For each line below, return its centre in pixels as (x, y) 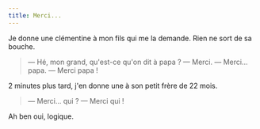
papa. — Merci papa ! (63, 70)
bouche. (22, 46)
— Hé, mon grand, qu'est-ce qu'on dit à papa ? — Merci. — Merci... (138, 62)
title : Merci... (35, 15)
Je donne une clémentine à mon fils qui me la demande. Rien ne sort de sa (130, 38)
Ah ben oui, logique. (41, 116)
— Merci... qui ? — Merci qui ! (76, 101)
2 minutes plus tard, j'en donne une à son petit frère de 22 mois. (113, 85)
